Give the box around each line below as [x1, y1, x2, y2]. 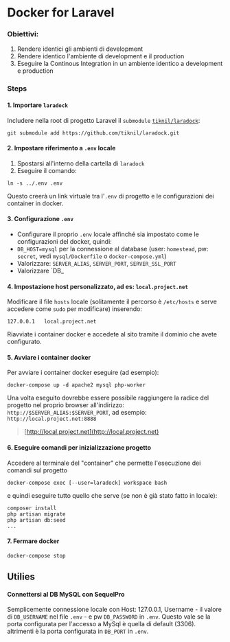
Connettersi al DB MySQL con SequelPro [7, 590, 125, 598]
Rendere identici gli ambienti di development [16, 45, 143, 53]
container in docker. [7, 199, 64, 207]
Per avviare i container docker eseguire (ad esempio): [7, 369, 159, 377]
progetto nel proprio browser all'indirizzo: [7, 401, 125, 409]
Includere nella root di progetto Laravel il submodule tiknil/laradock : [7, 116, 200, 124]
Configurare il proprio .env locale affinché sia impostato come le [16, 230, 199, 238]
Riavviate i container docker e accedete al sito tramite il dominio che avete [7, 330, 218, 339]
